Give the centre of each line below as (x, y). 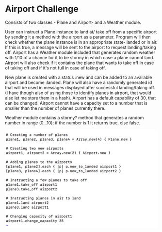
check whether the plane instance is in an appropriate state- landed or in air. (81, 42)
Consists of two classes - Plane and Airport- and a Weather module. (73, 22)
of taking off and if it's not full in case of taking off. (56, 68)
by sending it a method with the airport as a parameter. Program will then (78, 37)
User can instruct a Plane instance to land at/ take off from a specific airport (81, 32)
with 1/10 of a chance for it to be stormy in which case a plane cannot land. (80, 57)
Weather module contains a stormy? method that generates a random (74, 117)
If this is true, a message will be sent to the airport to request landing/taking (81, 47)
